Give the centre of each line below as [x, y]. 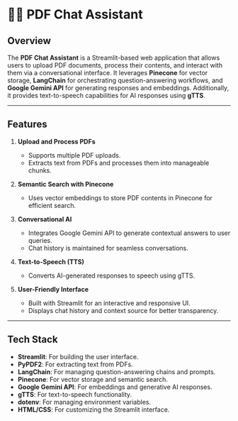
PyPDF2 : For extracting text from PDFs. [75, 364]
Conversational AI [45, 219]
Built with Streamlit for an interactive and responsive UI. [109, 303]
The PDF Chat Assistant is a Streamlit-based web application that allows [114, 58]
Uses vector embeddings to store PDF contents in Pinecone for [120, 197]
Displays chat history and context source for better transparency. [123, 310]
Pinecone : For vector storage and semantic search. [93, 379]
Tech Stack [33, 340]
